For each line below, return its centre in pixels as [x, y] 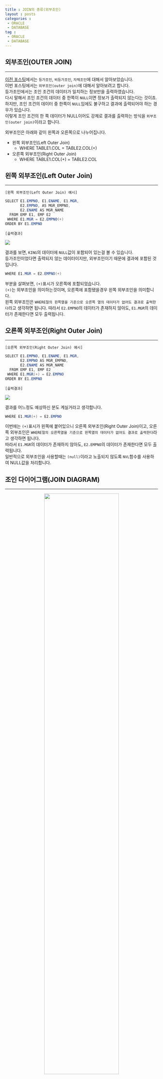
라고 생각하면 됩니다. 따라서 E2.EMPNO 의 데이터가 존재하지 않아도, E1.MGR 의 [78, 308]
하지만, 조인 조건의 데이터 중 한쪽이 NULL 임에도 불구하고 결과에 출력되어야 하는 [79, 104]
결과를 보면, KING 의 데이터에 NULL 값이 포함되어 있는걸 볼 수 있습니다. [69, 252]
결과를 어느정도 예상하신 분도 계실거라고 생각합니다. [54, 407]
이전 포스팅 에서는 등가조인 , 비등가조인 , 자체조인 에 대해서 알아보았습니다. [69, 79]
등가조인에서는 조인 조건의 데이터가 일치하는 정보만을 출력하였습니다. [70, 91]
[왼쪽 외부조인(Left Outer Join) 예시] [41, 193]
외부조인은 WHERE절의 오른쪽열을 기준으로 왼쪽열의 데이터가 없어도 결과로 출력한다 [82, 432]
